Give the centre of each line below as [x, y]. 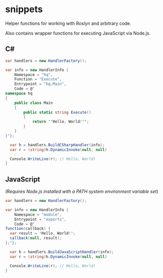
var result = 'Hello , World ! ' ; [43, 233]
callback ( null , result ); [36, 238]
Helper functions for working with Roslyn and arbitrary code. [68, 23]
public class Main [34, 103]
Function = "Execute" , [38, 80]
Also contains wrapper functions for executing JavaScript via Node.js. [78, 33]
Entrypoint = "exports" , [40, 219]
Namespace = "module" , [38, 214]
